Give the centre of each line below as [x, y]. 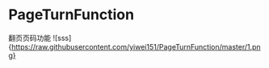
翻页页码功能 [29, 38]
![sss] [62, 38]
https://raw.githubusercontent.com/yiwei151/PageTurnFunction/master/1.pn [136, 46]
